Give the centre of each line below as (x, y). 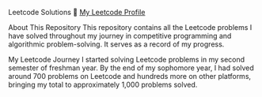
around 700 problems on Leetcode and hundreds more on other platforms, (130, 76)
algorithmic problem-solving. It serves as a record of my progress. (116, 44)
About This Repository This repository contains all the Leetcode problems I (130, 27)
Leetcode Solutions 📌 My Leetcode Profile (77, 12)
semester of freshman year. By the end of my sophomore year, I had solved (131, 68)
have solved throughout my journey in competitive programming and (120, 36)
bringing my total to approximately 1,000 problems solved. (103, 84)
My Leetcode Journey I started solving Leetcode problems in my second (127, 60)
